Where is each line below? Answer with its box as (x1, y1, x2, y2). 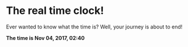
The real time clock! (6, 4, 104, 17)
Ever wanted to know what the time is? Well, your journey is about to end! (6, 23, 183, 30)
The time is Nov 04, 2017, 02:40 (6, 34, 85, 41)
